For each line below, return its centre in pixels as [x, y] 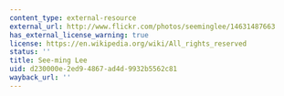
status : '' [30, 52]
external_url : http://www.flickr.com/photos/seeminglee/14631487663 [142, 27]
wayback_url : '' [40, 78]
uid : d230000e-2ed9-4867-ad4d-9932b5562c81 [94, 69]
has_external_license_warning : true [79, 35]
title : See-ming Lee [49, 60]
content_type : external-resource [73, 18]
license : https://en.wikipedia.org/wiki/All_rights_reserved [128, 43]
